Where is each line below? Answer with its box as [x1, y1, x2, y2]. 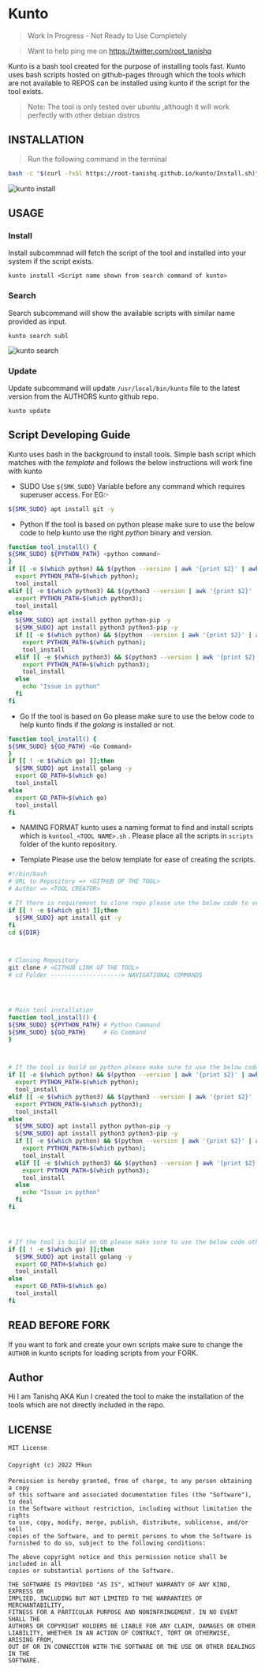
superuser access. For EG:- [19, 490, 109, 499]
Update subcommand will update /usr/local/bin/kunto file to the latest [8, 383, 241, 392]
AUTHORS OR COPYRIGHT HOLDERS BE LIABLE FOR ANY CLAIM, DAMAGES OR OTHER [8, 1622, 256, 1631]
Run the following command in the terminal [27, 154, 167, 163]
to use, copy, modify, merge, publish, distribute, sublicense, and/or [8, 1519, 248, 1526]
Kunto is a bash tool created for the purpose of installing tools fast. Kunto [8, 61, 246, 71]
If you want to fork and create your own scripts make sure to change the [8, 1339, 243, 1349]
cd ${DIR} [8, 929, 41, 937]
